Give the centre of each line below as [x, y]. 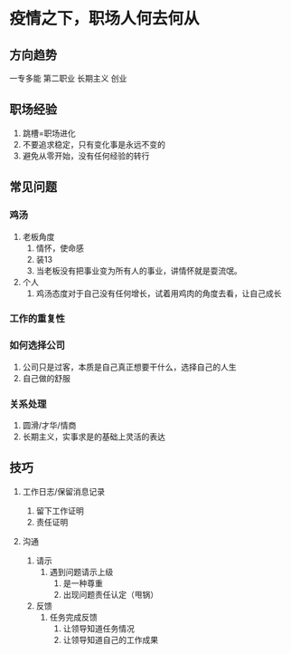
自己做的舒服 [46, 378]
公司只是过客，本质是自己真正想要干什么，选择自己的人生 [129, 367]
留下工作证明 [60, 510]
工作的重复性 [38, 319]
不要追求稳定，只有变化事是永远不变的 [94, 144]
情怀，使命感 [60, 248]
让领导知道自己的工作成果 [111, 640]
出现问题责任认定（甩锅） [111, 594]
